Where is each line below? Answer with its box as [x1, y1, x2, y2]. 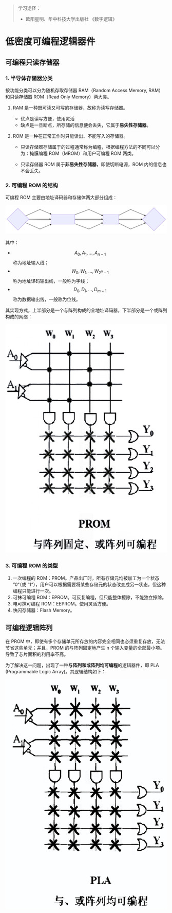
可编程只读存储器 [5, 58, 60, 66]
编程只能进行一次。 [12, 587, 54, 594]
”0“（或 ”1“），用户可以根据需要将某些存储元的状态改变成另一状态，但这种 [12, 581, 166, 587]
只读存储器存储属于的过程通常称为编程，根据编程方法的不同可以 [20, 144, 156, 150]
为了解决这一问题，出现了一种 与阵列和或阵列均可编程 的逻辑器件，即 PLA [5, 662, 159, 668]
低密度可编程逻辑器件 [5, 36, 96, 48]
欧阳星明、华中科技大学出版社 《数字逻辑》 [25, 16, 117, 22]
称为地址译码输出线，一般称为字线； [12, 278, 90, 284]
